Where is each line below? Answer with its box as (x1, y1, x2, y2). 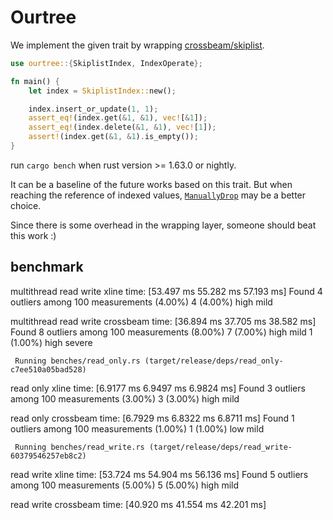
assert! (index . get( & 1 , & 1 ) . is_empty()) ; (28, 132, 199, 142)
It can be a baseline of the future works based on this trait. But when (10, 178, 293, 190)
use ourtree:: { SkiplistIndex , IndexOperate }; (10, 58, 203, 68)
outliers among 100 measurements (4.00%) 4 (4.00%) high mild (10, 296, 273, 308)
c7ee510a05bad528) (10, 364, 87, 375)
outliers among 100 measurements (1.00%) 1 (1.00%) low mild (10, 422, 265, 435)
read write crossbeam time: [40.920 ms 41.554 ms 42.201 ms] (10, 498, 267, 510)
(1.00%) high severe (10, 336, 93, 348)
